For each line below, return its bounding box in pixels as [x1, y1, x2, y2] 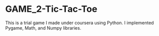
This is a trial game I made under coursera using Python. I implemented [5, 20, 154, 26]
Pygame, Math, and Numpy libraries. [5, 25, 82, 31]
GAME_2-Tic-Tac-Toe [5, 3, 98, 15]
